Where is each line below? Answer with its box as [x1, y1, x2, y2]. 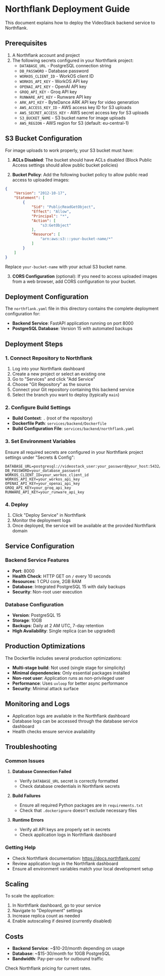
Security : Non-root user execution [12, 588, 82, 595]
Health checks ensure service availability [12, 728, 96, 734]
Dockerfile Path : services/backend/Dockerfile [12, 420, 107, 426]
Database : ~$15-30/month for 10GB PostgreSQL [12, 950, 110, 956]
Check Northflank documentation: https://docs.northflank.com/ [12, 855, 140, 861]
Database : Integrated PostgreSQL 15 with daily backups [12, 584, 126, 589]
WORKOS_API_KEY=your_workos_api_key [5, 476, 80, 482]
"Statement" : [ [14, 195, 45, 200]
